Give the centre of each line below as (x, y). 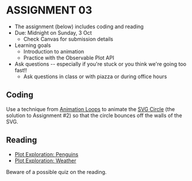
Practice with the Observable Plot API (69, 58)
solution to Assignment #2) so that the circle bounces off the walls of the (94, 115)
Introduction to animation (54, 51)
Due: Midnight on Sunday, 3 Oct (53, 32)
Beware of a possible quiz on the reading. (56, 172)
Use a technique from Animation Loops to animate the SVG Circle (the (90, 109)
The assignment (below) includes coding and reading (79, 26)
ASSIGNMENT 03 (49, 10)
